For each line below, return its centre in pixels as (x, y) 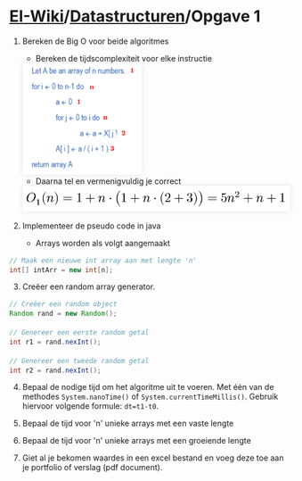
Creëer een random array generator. (89, 286)
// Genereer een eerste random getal (79, 333)
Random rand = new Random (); (63, 314)
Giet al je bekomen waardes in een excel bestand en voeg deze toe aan (153, 458)
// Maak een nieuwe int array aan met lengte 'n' (103, 261)
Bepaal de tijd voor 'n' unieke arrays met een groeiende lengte (136, 441)
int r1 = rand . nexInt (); (55, 342)
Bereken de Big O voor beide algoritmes (95, 41)
